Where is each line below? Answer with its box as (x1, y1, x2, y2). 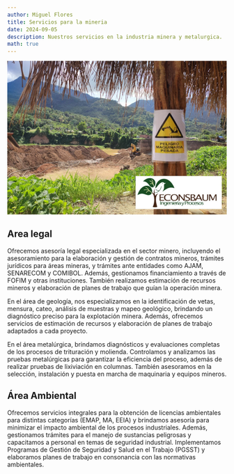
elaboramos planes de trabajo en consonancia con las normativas (7, 452, 196, 461)
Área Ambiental (7, 390, 77, 402)
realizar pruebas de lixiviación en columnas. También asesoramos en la (7, 362, 212, 370)
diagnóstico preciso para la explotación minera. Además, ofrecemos (7, 312, 203, 320)
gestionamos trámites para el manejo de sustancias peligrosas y (7, 430, 192, 439)
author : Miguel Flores (7, 11, 73, 18)
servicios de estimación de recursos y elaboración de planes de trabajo (7, 319, 212, 327)
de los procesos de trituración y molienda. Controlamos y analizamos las (7, 347, 216, 356)
